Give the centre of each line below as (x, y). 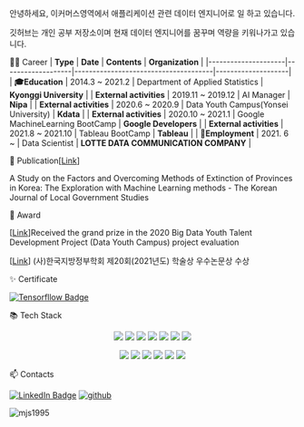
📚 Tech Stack (36, 315)
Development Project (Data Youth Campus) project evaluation (124, 242)
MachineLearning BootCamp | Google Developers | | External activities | (147, 124)
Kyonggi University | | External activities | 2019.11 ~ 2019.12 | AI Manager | (150, 95)
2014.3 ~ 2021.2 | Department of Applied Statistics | (167, 82)
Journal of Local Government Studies (79, 197)
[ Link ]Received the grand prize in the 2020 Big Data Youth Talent (131, 233)
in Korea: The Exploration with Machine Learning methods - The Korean (143, 188)
